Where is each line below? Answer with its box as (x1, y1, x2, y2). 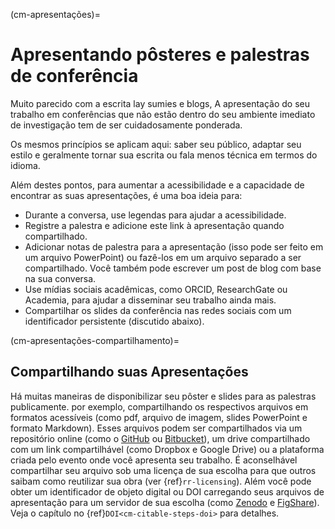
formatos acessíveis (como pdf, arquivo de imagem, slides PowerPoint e (10, 411, 308, 423)
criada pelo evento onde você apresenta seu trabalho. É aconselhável (10, 454, 298, 466)
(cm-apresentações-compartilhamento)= (10, 334, 180, 346)
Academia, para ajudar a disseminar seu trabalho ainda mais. (24, 294, 277, 306)
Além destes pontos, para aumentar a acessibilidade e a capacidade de (10, 179, 305, 191)
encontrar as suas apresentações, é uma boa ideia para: (10, 189, 243, 201)
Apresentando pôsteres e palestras (10, 44, 310, 66)
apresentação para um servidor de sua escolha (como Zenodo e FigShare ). (10, 496, 320, 508)
